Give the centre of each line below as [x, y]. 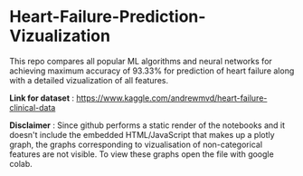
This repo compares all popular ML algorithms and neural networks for [141, 61]
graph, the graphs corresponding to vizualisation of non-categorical [136, 144]
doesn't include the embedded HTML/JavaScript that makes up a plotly [142, 134]
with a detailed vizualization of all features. [89, 80]
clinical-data [33, 107]
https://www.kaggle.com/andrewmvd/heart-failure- [172, 98]
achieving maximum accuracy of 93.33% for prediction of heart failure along [152, 71]
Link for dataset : [42, 98]
